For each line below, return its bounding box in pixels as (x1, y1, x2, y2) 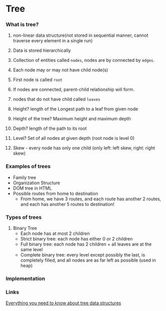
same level (20, 247, 43, 253)
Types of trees (6, 213, 42, 220)
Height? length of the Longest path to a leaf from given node (13, 106, 138, 112)
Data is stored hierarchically (13, 47, 71, 53)
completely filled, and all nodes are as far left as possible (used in (20, 257, 156, 263)
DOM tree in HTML (13, 185, 52, 191)
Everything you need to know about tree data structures (6, 300, 121, 306)
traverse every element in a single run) (13, 38, 93, 44)
